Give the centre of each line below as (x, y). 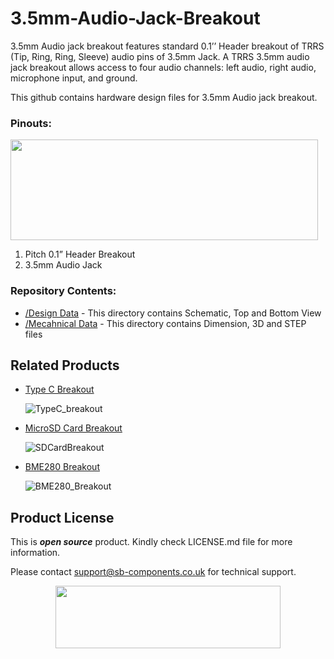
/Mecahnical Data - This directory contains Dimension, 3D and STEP (165, 323)
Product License (62, 517)
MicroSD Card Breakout (73, 428)
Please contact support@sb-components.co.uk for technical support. (153, 572)
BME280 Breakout (62, 467)
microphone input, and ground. (74, 78)
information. (35, 553)
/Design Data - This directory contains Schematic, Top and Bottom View (173, 313)
